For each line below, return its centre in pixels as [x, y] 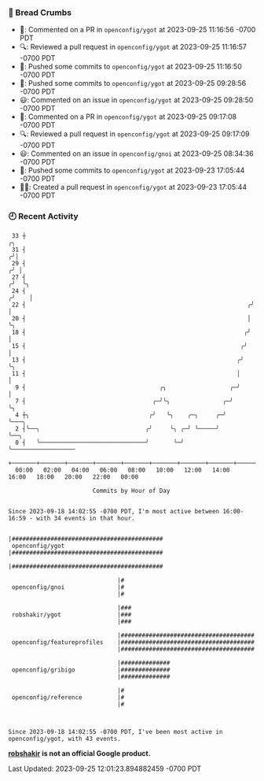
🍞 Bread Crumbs [40, 13]
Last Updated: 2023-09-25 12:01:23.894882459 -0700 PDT [105, 768]
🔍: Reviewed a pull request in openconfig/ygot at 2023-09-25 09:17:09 [134, 134]
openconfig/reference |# [68, 697]
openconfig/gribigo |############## [91, 670]
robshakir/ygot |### [71, 614]
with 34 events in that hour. [86, 518]
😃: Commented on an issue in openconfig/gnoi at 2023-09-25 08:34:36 [136, 154]
